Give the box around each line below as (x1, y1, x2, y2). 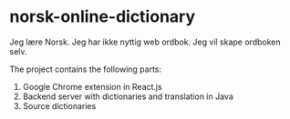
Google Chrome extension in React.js (22, 81, 162, 92)
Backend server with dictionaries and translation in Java (22, 91, 234, 102)
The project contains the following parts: (9, 64, 162, 74)
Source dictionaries (22, 100, 97, 111)
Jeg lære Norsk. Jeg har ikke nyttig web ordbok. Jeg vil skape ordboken (9, 36, 281, 47)
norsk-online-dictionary (9, 6, 196, 27)
